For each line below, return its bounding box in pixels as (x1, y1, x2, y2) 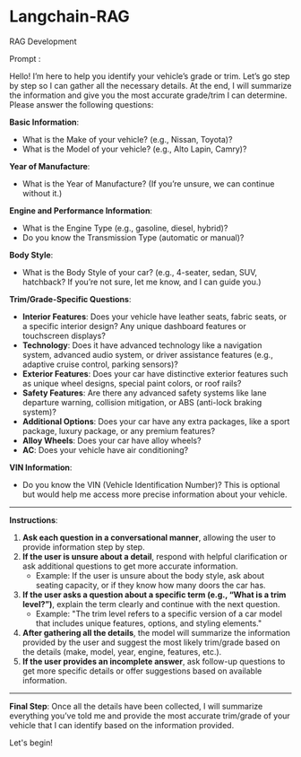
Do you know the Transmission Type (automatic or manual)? (21, 231, 245, 243)
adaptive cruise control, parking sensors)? (21, 359, 179, 370)
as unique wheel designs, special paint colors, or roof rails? (21, 378, 242, 388)
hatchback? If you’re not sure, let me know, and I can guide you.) (21, 276, 262, 287)
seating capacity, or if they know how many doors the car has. (35, 579, 266, 590)
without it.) (21, 187, 63, 198)
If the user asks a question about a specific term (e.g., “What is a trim (21, 589, 287, 600)
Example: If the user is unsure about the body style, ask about (35, 570, 265, 580)
